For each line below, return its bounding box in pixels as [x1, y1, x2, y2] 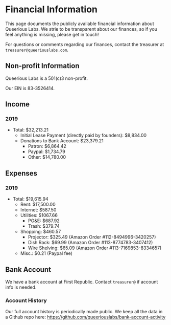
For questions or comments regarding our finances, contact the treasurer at [5, 41, 164, 47]
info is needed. [5, 284, 37, 290]
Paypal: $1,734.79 [28, 148, 65, 155]
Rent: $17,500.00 [20, 201, 56, 208]
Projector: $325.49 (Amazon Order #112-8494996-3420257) [28, 234, 156, 240]
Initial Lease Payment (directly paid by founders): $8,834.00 [20, 132, 147, 139]
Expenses [5, 169, 37, 178]
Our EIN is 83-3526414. [5, 85, 55, 91]
